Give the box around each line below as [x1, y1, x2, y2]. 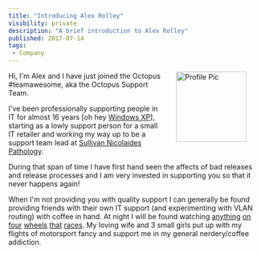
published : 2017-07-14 [8, 34, 84, 43]
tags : [8, 42, 27, 50]
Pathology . [8, 146, 44, 156]
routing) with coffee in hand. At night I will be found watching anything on [8, 212, 251, 221]
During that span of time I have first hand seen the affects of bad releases [8, 162, 253, 171]
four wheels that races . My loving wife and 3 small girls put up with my [8, 220, 243, 230]
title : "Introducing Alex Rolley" [8, 11, 124, 20]
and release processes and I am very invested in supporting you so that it [8, 170, 251, 180]
